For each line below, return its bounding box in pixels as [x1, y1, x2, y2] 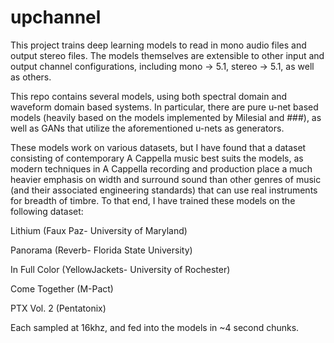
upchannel [10, 6, 102, 29]
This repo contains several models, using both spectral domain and [10, 90, 288, 102]
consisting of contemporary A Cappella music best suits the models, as [10, 152, 304, 164]
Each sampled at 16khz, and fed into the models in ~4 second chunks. [10, 321, 300, 333]
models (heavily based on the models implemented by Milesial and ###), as [10, 111, 322, 123]
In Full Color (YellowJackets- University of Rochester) [10, 263, 231, 275]
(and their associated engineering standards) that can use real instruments [10, 184, 318, 196]
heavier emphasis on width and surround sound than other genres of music [10, 173, 322, 185]
